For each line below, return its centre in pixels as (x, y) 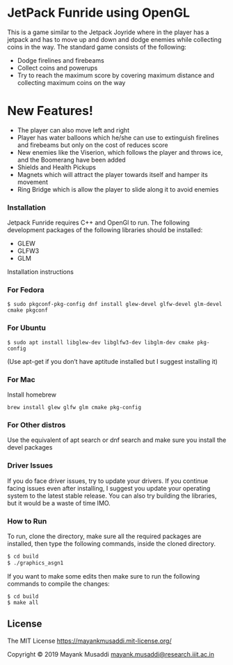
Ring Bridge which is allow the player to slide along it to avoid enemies (118, 189)
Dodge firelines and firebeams (61, 60)
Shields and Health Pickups (56, 167)
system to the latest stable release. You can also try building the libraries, (112, 496)
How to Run (27, 521)
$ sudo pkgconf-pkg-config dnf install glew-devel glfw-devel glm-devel (115, 305)
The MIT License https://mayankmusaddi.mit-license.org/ (89, 641)
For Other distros (37, 425)
